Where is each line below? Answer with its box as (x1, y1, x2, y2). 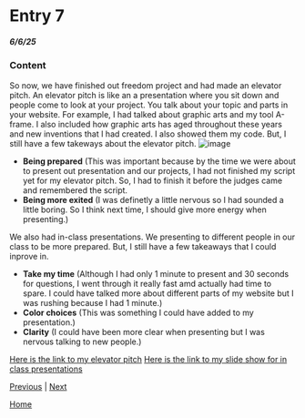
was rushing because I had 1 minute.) (22, 297, 163, 308)
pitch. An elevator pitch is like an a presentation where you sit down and (9, 89, 280, 100)
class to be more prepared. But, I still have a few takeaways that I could (9, 240, 277, 251)
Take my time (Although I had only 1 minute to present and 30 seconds (22, 268, 290, 279)
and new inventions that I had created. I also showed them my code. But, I (9, 128, 287, 139)
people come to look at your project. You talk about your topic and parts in (9, 99, 289, 110)
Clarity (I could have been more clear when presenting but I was (22, 326, 266, 337)
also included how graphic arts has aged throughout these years (40, 118, 282, 129)
